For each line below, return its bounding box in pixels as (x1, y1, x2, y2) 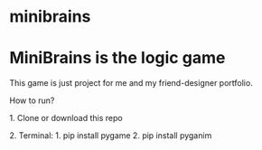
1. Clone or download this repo (9, 113, 124, 124)
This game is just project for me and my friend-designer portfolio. (9, 78, 253, 89)
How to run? (9, 95, 55, 106)
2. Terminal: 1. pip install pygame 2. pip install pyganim (9, 130, 212, 141)
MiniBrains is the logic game (9, 48, 226, 69)
